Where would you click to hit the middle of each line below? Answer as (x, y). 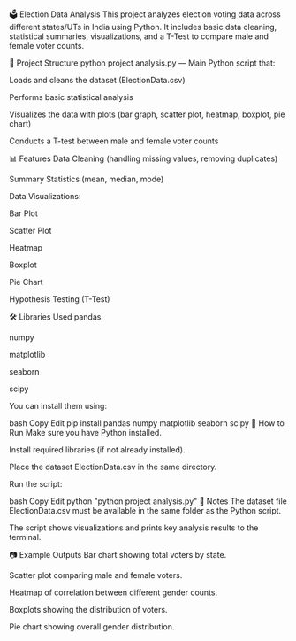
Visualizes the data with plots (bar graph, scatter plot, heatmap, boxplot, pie (147, 114)
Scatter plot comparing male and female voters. (96, 575)
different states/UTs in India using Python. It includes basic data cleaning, (143, 27)
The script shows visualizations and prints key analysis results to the (134, 528)
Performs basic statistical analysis (72, 97)
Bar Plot (23, 213)
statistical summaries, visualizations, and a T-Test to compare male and (139, 36)
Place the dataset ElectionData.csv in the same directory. (113, 467)
